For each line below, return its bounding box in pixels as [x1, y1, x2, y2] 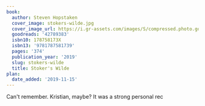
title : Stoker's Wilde [12, 65, 70, 71]
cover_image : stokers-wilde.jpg [12, 20, 95, 26]
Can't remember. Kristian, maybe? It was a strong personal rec [6, 93, 164, 101]
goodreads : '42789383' [12, 31, 70, 38]
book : [6, 8, 20, 15]
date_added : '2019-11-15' [12, 76, 78, 82]
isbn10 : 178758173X [12, 37, 62, 43]
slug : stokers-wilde [12, 59, 64, 65]
